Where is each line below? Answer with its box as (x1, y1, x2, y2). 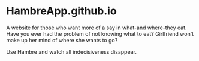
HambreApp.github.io (6, 4, 117, 18)
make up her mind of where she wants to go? (6, 36, 118, 44)
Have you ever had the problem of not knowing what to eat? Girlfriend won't (6, 30, 194, 37)
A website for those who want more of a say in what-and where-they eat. (6, 24, 187, 31)
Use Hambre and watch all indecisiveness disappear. (6, 48, 137, 55)
